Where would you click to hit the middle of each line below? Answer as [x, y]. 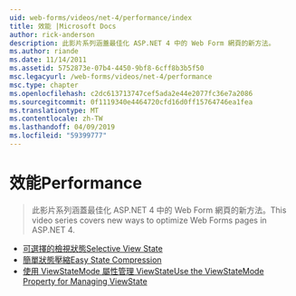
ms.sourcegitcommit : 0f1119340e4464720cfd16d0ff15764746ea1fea [131, 102]
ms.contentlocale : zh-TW [56, 119]
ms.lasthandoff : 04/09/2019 [62, 128]
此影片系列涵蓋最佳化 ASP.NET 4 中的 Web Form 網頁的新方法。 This [159, 210]
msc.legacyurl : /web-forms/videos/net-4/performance [111, 77]
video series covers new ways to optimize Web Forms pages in [149, 220]
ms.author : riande [44, 52]
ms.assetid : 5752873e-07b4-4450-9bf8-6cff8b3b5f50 [107, 69]
